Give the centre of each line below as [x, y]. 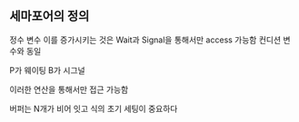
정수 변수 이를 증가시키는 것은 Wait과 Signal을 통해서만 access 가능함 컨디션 [145, 40]
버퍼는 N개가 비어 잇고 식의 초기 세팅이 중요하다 [94, 108]
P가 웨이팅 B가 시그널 [47, 70]
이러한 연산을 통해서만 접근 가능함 [69, 89]
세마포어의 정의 [50, 16]
